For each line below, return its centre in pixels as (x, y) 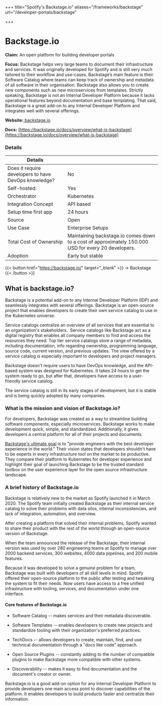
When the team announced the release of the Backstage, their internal (75, 543)
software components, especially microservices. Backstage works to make (80, 424)
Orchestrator (22, 196)
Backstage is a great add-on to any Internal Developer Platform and (72, 105)
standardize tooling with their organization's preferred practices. (76, 630)
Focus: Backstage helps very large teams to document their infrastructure (79, 64)
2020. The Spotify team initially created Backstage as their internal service (80, 503)
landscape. (16, 475)
